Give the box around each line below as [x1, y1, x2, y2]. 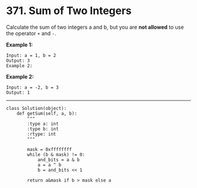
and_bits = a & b [37, 157, 80, 163]
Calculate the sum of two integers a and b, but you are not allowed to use [6, 23, 184, 31]
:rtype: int [27, 131, 57, 137]
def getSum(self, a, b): [16, 110, 77, 116]
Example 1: [6, 41, 33, 48]
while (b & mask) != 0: [27, 152, 85, 157]
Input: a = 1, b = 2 [6, 52, 57, 58]
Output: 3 [6, 58, 30, 63]
